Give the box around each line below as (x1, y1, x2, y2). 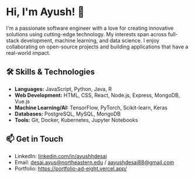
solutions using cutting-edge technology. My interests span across (6, 30, 167, 37)
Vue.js (14, 97, 30, 104)
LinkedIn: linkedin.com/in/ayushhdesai (14, 152, 107, 159)
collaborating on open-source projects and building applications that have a (6, 43, 189, 50)
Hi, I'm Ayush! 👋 (6, 5, 85, 19)
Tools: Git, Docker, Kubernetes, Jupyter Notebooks (14, 116, 138, 123)
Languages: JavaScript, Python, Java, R (14, 85, 112, 92)
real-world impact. (6, 49, 51, 56)
